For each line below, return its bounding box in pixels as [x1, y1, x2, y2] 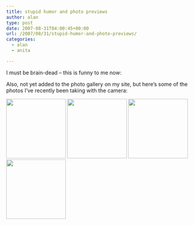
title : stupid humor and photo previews [6, 8, 108, 15]
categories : [6, 36, 36, 42]
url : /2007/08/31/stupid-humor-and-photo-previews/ [6, 31, 137, 37]
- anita [11, 48, 31, 54]
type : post [6, 20, 33, 26]
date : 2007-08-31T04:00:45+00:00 [6, 25, 89, 32]
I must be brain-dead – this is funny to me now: [6, 69, 122, 76]
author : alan [6, 14, 39, 20]
